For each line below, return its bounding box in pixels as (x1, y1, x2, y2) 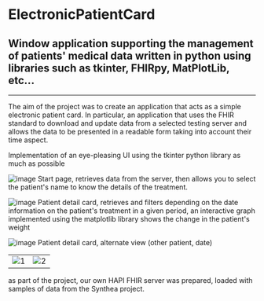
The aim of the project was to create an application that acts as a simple (8, 102, 242, 111)
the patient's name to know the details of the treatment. (8, 182, 189, 192)
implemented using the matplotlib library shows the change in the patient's (8, 215, 250, 223)
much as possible (8, 159, 65, 168)
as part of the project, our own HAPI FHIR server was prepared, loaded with (8, 276, 253, 284)
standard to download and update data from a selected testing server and (8, 119, 247, 127)
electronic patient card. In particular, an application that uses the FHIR (8, 110, 234, 119)
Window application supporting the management (8, 37, 254, 50)
